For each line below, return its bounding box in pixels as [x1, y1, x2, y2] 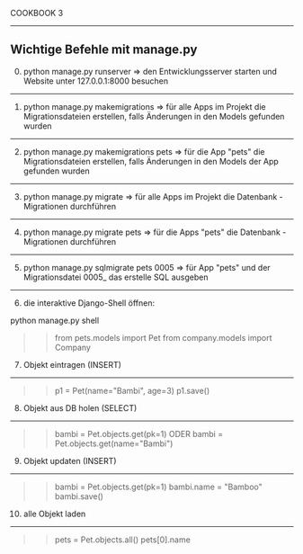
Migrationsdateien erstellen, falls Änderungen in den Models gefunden [22, 111, 285, 121]
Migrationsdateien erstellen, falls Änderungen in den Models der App [22, 156, 280, 166]
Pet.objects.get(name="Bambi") [54, 438, 174, 449]
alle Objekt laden [22, 508, 86, 519]
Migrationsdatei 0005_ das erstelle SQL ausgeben [22, 272, 209, 282]
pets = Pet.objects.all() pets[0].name [54, 534, 192, 545]
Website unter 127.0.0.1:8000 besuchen [22, 76, 169, 86]
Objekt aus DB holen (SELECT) [22, 402, 138, 413]
